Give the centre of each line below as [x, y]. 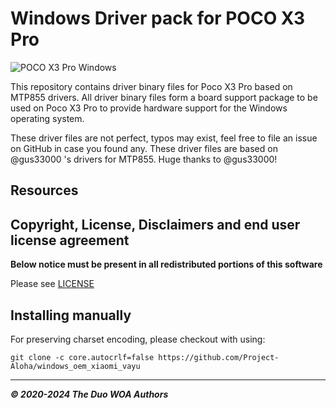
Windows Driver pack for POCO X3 [157, 18]
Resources [44, 190]
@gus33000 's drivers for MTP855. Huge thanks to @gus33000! [144, 159]
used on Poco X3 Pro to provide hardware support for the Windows [149, 108]
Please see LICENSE [52, 284]
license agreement [70, 240]
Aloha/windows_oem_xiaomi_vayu [75, 366]
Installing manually [71, 315]
